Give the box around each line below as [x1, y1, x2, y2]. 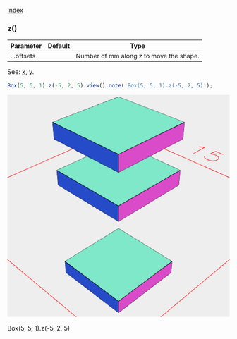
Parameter [10, 42, 42, 50]
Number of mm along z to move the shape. [75, 52, 200, 61]
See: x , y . [7, 67, 35, 76]
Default [47, 42, 71, 50]
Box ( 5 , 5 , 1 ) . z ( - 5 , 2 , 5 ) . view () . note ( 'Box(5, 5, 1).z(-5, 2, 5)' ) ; [7, 82, 213, 89]
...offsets [10, 52, 36, 61]
